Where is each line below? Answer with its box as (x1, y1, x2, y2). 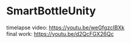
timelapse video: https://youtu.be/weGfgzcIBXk (6, 24, 125, 31)
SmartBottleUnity (6, 4, 96, 18)
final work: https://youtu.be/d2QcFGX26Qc (6, 30, 114, 37)
